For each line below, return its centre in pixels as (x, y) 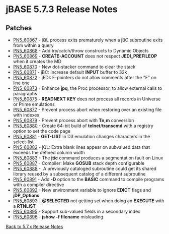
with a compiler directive (38, 185)
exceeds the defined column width (49, 153)
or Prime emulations (34, 104)
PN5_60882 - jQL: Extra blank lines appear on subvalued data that (81, 147)
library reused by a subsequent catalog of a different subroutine (79, 174)
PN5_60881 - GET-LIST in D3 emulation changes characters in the (81, 136)
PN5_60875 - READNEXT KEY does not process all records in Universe (87, 99)
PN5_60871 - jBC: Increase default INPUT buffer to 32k (70, 72)
